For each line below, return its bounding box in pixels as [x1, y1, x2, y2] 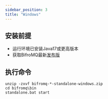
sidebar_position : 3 [5, 7, 48, 12]
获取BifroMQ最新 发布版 [12, 52, 60, 58]
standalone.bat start [5, 90, 50, 95]
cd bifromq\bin [5, 86, 37, 91]
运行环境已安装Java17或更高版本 [12, 46, 79, 52]
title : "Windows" [5, 12, 41, 17]
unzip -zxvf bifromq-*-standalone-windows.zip [5, 82, 103, 87]
